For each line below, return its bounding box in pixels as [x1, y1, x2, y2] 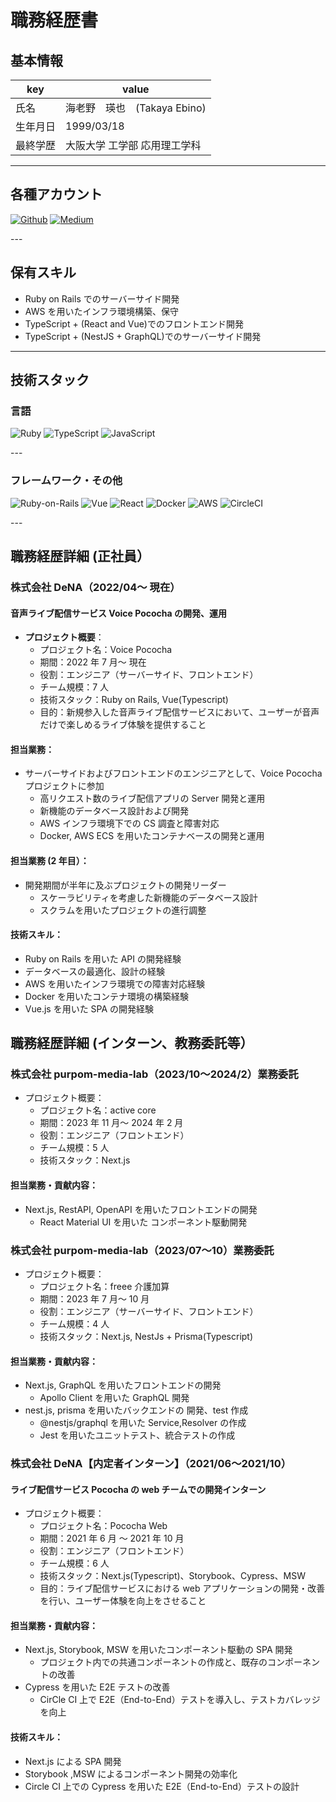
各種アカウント [10, 186, 103, 203]
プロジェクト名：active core [39, 1104, 157, 1116]
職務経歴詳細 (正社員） [10, 548, 150, 565]
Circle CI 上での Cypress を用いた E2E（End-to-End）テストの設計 [24, 1780, 300, 1792]
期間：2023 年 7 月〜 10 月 [39, 1292, 150, 1305]
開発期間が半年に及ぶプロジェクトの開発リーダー [24, 879, 227, 891]
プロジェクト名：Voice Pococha [39, 644, 173, 656]
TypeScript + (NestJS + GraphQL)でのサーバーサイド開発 [24, 330, 262, 342]
